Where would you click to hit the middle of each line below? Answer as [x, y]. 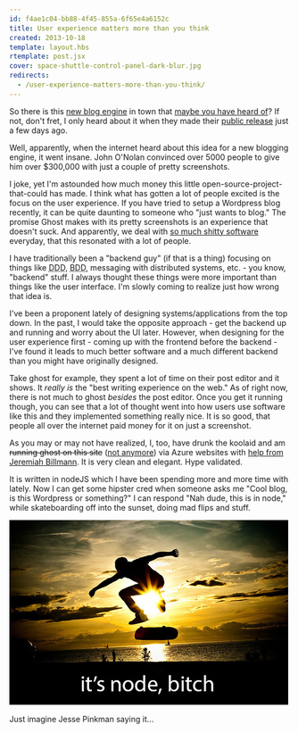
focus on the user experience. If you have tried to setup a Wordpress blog [145, 203]
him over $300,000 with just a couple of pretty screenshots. [120, 166]
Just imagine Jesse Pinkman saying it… [82, 719]
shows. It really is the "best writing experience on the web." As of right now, [149, 387]
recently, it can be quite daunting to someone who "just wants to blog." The [148, 212]
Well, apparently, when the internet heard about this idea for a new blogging [149, 147]
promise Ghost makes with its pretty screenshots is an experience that [139, 221]
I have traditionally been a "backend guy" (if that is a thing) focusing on [140, 258]
